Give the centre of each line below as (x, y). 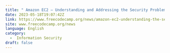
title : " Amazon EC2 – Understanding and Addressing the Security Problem (86, 10)
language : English (25, 29)
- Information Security (36, 38)
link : (11, 19)
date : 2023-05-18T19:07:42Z (35, 15)
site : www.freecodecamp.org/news (40, 24)
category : (16, 33)
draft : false (19, 43)
